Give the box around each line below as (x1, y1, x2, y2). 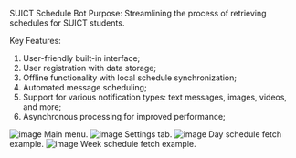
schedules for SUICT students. (9, 17, 125, 28)
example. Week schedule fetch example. (9, 139, 196, 149)
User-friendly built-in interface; (22, 53, 141, 63)
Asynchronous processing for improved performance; (22, 111, 226, 121)
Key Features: (9, 36, 61, 46)
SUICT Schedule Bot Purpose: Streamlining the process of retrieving (9, 8, 267, 18)
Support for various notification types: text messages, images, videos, (22, 91, 288, 102)
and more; (22, 101, 62, 112)
